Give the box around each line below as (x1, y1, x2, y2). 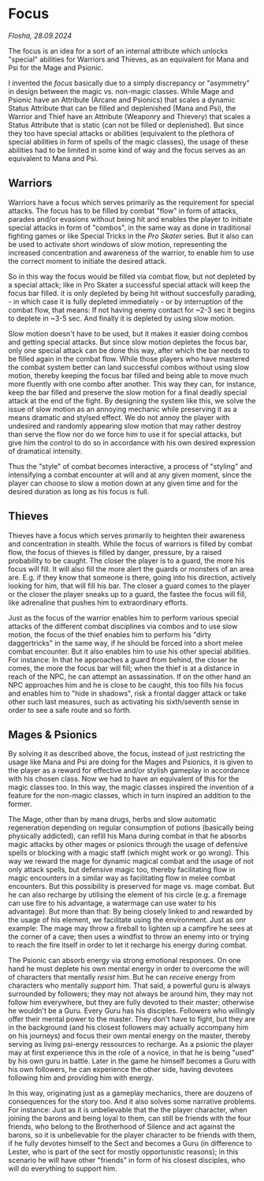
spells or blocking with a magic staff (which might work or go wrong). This (8, 848, 250, 857)
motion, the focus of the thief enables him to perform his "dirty (8, 629, 211, 639)
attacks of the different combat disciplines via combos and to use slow (8, 621, 238, 631)
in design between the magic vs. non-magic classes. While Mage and (8, 86, 234, 96)
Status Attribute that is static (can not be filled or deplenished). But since (8, 120, 244, 129)
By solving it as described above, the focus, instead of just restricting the (8, 749, 246, 759)
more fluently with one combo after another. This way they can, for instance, (8, 379, 257, 388)
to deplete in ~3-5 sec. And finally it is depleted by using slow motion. (8, 313, 235, 323)
